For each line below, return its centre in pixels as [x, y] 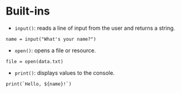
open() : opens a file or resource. [55, 50]
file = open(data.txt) [35, 61]
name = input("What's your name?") [51, 39]
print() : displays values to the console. [65, 73]
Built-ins [28, 11]
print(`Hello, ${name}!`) [39, 84]
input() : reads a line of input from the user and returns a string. [95, 28]
